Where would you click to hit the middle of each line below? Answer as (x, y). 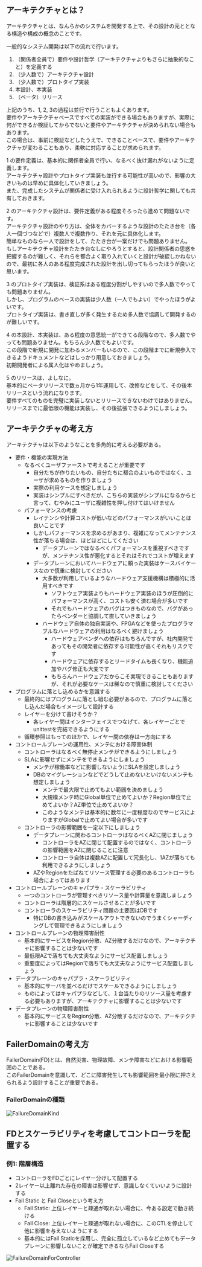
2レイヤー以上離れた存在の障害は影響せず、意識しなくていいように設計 (103, 1185)
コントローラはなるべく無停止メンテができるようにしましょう (101, 752)
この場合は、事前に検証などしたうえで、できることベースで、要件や (90, 140)
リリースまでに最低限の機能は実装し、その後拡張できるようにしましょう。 (99, 408)
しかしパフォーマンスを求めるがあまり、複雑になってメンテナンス (115, 533)
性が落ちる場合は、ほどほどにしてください (86, 540)
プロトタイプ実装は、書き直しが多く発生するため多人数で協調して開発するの (101, 314)
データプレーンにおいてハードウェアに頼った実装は (96, 563)
